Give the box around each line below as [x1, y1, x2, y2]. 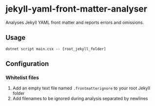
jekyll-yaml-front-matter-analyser [5, 3, 148, 15]
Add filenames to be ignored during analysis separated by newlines [12, 96, 148, 102]
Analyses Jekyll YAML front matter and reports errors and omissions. [5, 19, 144, 25]
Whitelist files [5, 74, 39, 81]
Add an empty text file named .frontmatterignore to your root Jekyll [12, 85, 151, 91]
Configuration [5, 60, 49, 68]
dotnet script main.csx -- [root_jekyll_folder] [5, 46, 106, 52]
